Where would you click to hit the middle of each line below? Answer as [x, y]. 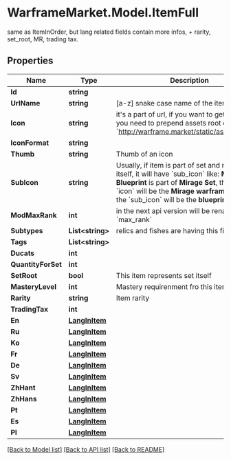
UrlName [25, 103]
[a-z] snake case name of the [164, 103]
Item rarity [133, 298]
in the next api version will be [163, 210]
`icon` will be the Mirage [155, 191]
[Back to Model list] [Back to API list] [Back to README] [86, 449]
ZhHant [23, 388]
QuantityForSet [36, 264]
